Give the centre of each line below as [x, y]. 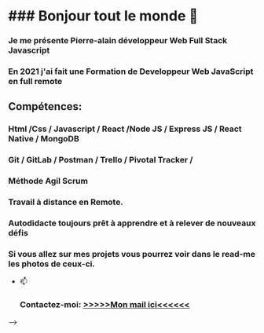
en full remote [35, 82]
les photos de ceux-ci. [52, 264]
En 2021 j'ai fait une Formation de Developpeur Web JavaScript [131, 71]
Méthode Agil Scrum [48, 181]
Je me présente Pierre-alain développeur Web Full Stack [118, 41]
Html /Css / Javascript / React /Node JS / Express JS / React [125, 129]
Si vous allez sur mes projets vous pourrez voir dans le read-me [132, 254]
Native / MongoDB [44, 139]
